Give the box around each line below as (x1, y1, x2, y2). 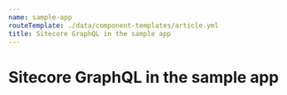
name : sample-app (8, 12, 73, 22)
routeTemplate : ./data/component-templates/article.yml (8, 21, 219, 30)
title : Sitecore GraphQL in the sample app (8, 29, 172, 38)
